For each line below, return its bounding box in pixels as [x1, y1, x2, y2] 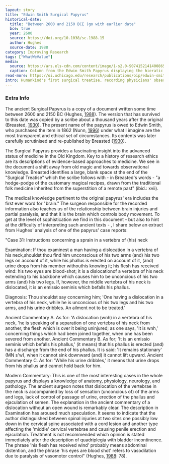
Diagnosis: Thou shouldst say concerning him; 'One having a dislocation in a [5, 294, 163, 300]
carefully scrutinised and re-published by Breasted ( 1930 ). [5, 138, 126, 144]
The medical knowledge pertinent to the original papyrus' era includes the [5, 195, 158, 201]
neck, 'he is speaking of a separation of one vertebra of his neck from [5, 320, 150, 326]
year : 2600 [10, 31, 33, 36]
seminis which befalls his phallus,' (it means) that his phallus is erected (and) [5, 341, 164, 347]
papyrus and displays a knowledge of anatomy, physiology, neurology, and [5, 378, 160, 384]
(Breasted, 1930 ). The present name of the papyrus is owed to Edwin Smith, [5, 122, 162, 128]
